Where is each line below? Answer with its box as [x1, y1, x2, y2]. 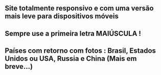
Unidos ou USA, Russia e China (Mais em [5, 54, 137, 63]
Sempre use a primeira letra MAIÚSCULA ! [5, 29, 142, 37]
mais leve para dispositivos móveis [5, 12, 119, 21]
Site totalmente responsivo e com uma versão [5, 4, 154, 13]
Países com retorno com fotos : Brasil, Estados [5, 47, 156, 55]
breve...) [5, 62, 33, 71]
